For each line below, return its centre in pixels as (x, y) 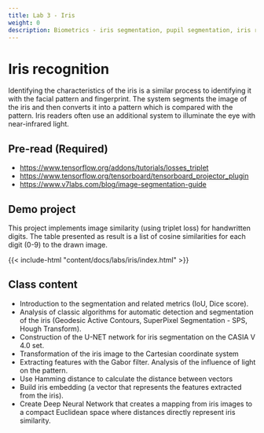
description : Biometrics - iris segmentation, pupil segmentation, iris (130, 30)
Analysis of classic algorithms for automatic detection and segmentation (136, 312)
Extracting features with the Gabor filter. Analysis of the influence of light (137, 361)
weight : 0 (24, 23)
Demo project (42, 209)
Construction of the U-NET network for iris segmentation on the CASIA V (137, 337)
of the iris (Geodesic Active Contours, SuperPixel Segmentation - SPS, (133, 320)
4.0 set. (32, 345)
